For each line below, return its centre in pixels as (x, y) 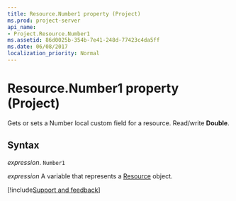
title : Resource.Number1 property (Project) (74, 14)
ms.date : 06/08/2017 (38, 47)
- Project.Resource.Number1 (49, 34)
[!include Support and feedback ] (54, 190)
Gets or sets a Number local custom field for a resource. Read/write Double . (118, 123)
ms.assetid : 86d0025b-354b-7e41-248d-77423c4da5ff (84, 40)
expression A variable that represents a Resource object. (90, 176)
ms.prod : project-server (44, 21)
